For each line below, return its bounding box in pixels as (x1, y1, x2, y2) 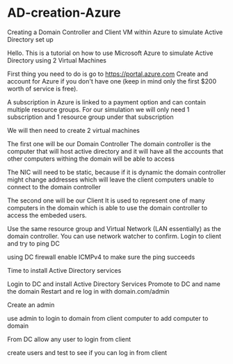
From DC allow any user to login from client (7, 335, 131, 343)
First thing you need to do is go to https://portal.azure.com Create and (7, 70, 209, 78)
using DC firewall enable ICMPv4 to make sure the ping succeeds (7, 253, 195, 261)
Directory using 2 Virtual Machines (7, 56, 106, 64)
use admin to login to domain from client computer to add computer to (7, 314, 209, 322)
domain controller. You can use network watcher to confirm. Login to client (7, 232, 221, 240)
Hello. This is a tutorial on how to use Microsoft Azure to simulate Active (7, 49, 214, 57)
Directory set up (7, 35, 54, 43)
